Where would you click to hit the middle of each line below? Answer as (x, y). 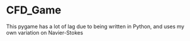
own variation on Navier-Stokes (45, 32)
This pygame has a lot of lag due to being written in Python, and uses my (95, 26)
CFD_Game (34, 10)
